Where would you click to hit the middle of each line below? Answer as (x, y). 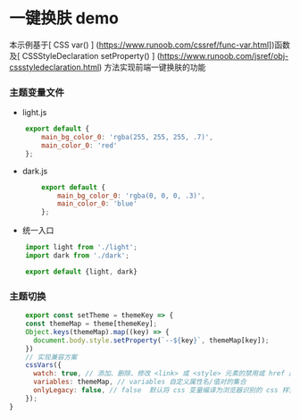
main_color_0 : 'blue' (97, 204)
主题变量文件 (37, 92)
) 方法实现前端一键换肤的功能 (152, 67)
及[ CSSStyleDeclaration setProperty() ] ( (85, 55)
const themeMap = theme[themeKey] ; (92, 324)
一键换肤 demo (64, 18)
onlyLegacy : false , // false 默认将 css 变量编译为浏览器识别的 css (155, 391)
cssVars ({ (44, 365)
